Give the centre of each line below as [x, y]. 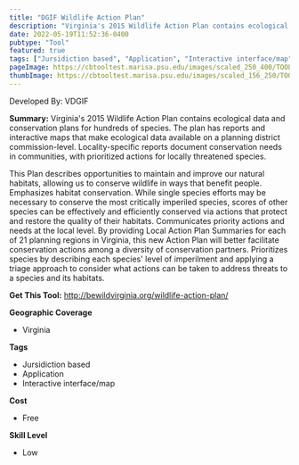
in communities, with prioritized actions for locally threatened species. [138, 156]
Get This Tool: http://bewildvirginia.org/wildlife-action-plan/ [119, 295]
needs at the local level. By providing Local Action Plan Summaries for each [148, 230]
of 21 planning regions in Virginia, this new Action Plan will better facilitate [145, 240]
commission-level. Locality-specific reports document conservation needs [146, 146]
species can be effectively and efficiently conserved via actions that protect [148, 212]
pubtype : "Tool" [39, 42]
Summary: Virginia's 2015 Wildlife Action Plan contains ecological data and [147, 118]
